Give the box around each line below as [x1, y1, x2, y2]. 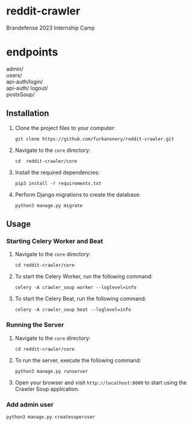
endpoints [6, 45, 58, 59]
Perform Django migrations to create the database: [14, 191, 141, 198]
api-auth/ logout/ [6, 84, 48, 92]
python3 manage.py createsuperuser [6, 414, 96, 420]
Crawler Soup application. [14, 385, 79, 392]
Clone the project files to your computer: [14, 124, 116, 131]
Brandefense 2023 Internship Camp [6, 24, 95, 31]
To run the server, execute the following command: [14, 357, 141, 364]
